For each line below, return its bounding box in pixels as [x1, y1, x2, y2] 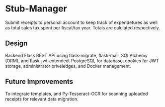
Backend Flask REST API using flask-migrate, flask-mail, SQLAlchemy [5, 52, 148, 58]
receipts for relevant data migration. [5, 96, 79, 102]
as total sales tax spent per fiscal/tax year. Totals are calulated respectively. [5, 24, 160, 30]
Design [5, 39, 28, 48]
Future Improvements [5, 78, 74, 86]
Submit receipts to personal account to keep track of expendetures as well [5, 19, 158, 25]
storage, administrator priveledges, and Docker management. [5, 63, 131, 69]
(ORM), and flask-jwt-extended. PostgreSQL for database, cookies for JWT [5, 58, 159, 64]
